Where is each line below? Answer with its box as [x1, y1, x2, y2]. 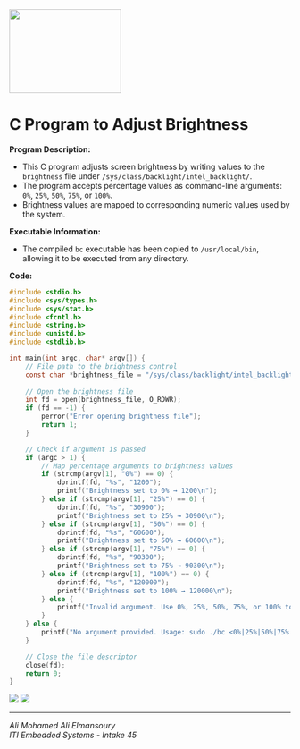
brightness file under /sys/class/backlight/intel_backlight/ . [21, 170, 253, 182]
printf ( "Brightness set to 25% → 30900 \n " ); [56, 511, 226, 520]
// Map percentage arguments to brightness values [41, 461, 234, 471]
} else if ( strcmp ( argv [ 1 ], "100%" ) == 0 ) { [41, 569, 210, 578]
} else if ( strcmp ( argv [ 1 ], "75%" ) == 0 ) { [41, 545, 206, 554]
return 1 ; [41, 421, 78, 430]
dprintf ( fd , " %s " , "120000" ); [56, 577, 170, 587]
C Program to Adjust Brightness [9, 115, 249, 135]
